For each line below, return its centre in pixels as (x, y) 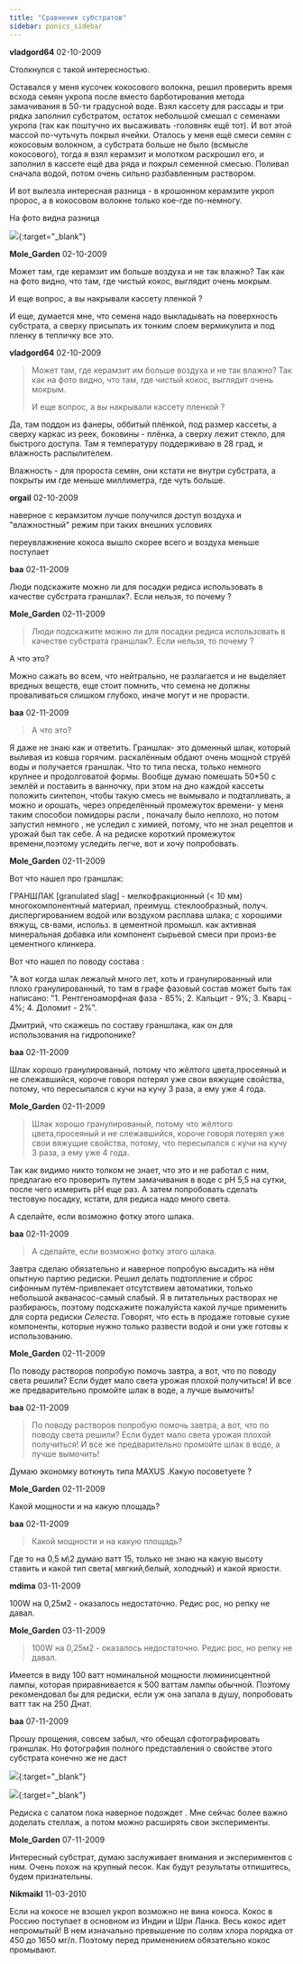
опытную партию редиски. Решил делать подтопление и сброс (132, 1278)
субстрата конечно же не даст (69, 1757)
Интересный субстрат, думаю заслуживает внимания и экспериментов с (151, 1857)
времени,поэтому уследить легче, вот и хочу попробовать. (124, 843)
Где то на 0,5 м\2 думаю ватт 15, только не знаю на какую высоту (136, 1559)
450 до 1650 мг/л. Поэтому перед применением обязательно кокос (140, 1940)
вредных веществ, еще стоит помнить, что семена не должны (130, 685)
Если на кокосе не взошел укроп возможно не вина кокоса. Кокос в (141, 1911)
